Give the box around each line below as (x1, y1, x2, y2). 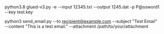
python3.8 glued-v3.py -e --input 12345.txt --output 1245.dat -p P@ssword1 (4, 4, 160, 10)
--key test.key (4, 9, 33, 15)
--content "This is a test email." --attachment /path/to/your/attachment (4, 23, 149, 29)
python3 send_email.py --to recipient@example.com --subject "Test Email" (4, 19, 158, 24)
